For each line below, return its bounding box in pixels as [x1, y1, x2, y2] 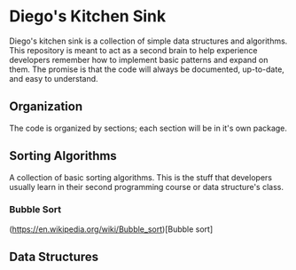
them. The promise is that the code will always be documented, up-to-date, [9, 64, 285, 75]
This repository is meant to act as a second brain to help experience [9, 44, 258, 55]
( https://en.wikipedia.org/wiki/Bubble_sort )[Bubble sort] [9, 224, 214, 234]
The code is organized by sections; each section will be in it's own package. [9, 123, 288, 133]
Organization [9, 99, 82, 115]
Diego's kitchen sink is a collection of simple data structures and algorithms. [9, 36, 288, 46]
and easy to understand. [9, 73, 99, 83]
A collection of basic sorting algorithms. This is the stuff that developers [9, 171, 273, 183]
